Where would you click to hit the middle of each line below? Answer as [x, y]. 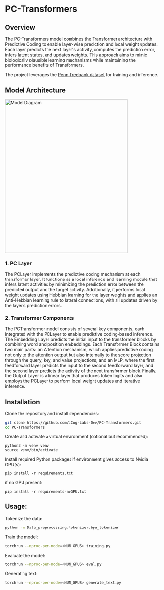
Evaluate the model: [25, 555]
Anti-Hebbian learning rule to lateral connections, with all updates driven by [81, 300]
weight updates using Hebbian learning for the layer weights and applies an [81, 295]
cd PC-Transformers [25, 427]
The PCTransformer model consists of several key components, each [75, 329]
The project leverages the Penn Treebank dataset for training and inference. [82, 75]
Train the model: [22, 537]
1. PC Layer [18, 263]
